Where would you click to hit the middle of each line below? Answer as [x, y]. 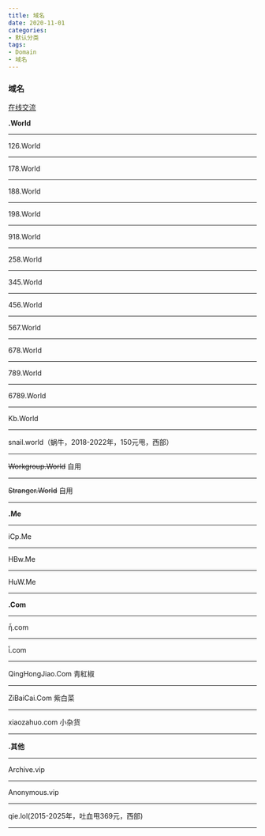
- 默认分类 [24, 38]
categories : [28, 30]
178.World [24, 169]
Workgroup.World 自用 [45, 466]
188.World [24, 191]
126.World [24, 146]
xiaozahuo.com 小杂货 [45, 722]
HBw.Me [22, 559]
